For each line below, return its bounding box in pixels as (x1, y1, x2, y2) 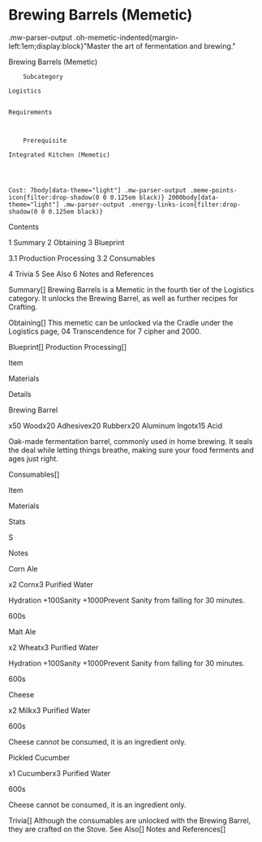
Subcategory (23, 72, 63, 80)
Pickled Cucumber (8, 753, 71, 762)
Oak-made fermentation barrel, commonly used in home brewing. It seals (8, 436, 253, 446)
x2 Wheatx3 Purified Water (8, 642, 99, 652)
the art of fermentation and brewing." (112, 41, 237, 50)
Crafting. (8, 302, 38, 312)
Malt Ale (8, 627, 37, 637)
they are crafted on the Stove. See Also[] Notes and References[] (8, 824, 226, 834)
